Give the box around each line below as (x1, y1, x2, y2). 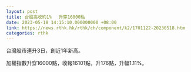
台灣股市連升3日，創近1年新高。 (6, 47, 84, 54)
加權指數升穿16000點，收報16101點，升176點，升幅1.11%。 (6, 60, 148, 67)
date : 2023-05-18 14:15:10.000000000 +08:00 (6, 19, 117, 25)
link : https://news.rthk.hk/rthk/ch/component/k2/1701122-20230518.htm (6, 25, 185, 31)
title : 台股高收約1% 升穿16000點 (6, 14, 85, 20)
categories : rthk (6, 30, 49, 36)
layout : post (6, 8, 38, 15)
